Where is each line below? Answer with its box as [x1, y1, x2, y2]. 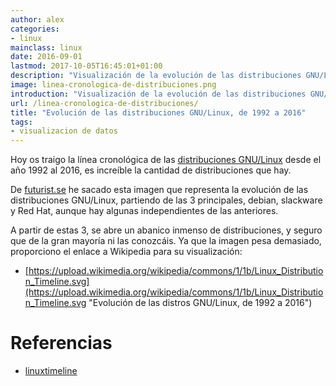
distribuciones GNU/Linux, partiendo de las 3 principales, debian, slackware [10, 194, 323, 206]
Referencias [10, 332, 113, 355]
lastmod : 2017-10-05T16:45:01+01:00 [10, 61, 163, 71]
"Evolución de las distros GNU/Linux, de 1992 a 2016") [88, 297, 313, 309]
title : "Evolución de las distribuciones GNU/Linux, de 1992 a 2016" [10, 107, 307, 118]
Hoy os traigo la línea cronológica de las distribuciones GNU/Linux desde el [10, 154, 322, 166]
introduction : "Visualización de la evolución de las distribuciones [10, 89, 307, 99]
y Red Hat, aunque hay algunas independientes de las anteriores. [10, 205, 279, 217]
